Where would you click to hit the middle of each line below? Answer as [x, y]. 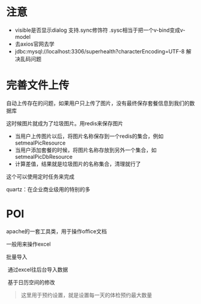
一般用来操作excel [28, 244]
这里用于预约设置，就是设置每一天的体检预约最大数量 [86, 295]
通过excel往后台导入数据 [38, 269]
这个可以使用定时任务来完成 [40, 176]
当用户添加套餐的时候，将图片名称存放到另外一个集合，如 [86, 150]
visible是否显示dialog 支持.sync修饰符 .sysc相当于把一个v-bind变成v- [100, 30]
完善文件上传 [38, 85]
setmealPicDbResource [44, 156]
